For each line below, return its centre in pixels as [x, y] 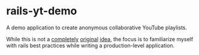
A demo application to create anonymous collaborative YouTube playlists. [97, 27]
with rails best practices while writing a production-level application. [91, 45]
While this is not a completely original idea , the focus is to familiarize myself [100, 39]
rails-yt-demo [42, 11]
